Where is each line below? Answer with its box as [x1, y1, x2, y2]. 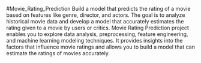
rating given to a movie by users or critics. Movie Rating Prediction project [6, 24, 189, 31]
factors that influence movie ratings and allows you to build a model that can [6, 43, 195, 50]
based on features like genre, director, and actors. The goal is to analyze [6, 11, 185, 19]
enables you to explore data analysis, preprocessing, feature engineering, [6, 31, 188, 38]
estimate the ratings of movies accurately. [6, 50, 110, 56]
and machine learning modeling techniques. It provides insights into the [6, 37, 183, 44]
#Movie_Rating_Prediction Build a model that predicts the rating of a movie [6, 5, 191, 12]
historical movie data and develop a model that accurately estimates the [6, 18, 184, 25]
